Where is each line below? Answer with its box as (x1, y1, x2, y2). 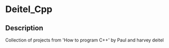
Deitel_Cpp (5, 4, 52, 15)
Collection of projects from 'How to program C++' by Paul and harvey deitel (5, 37, 164, 43)
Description (5, 24, 43, 32)
